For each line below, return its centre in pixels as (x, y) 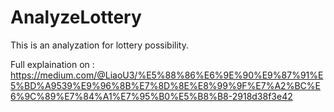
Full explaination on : (52, 64)
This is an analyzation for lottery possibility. (99, 45)
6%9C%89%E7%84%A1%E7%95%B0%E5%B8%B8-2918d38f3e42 (151, 96)
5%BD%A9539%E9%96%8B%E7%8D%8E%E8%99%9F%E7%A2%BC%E (165, 85)
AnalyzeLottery (76, 17)
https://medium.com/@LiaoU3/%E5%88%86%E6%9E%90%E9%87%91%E (167, 75)
